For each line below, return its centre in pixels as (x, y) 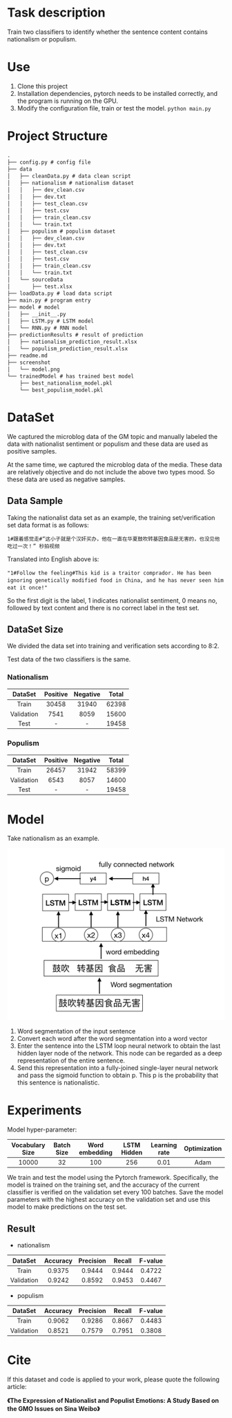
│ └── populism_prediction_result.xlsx (68, 349)
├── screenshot (29, 362)
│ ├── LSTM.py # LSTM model (51, 321)
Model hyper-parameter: (42, 1129)
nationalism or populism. (42, 39)
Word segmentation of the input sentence (76, 1031)
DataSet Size (35, 629)
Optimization (203, 1149)
